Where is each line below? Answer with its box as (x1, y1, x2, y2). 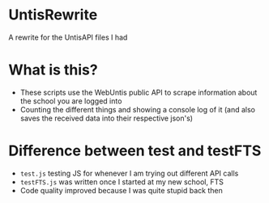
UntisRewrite (8, 6, 98, 24)
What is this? (8, 61, 99, 79)
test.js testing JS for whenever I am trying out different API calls (19, 168, 239, 178)
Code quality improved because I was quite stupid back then (19, 185, 223, 195)
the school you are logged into (19, 95, 122, 106)
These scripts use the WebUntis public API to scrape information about (19, 87, 258, 97)
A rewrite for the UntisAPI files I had (8, 32, 128, 42)
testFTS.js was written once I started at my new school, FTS (19, 176, 224, 187)
